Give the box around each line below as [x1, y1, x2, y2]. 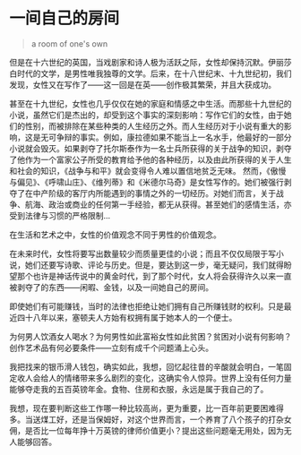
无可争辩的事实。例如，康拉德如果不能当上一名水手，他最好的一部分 [39, 132, 292, 142]
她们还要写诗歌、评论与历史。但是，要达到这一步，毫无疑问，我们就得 [24, 259, 284, 270]
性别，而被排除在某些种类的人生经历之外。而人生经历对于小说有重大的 [24, 120, 284, 131]
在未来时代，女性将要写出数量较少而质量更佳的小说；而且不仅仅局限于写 [9, 248, 276, 259]
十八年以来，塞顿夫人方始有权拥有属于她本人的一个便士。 [24, 312, 237, 322]
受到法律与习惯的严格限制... [9, 210, 111, 220]
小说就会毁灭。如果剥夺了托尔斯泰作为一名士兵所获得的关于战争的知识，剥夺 [9, 142, 292, 153]
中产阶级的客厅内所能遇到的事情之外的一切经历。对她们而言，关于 [32, 187, 276, 198]
